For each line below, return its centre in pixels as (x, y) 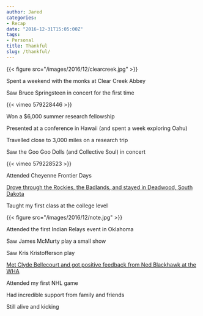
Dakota (15, 193)
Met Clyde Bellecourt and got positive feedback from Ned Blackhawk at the (102, 264)
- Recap (16, 23)
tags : (13, 35)
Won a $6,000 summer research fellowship (61, 116)
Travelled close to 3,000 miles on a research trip (67, 140)
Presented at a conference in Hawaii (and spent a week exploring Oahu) (97, 128)
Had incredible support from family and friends (65, 295)
